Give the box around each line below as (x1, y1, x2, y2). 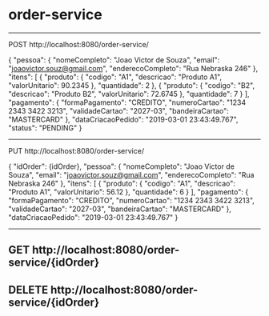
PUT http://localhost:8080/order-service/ (8, 146, 145, 155)
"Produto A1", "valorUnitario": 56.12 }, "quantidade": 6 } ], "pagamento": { (8, 186, 249, 197)
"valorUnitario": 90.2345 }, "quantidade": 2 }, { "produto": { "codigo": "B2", (8, 80, 255, 90)
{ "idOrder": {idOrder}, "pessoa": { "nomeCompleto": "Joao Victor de (8, 162, 235, 171)
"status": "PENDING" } (8, 122, 82, 133)
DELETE (8, 282, 49, 297)
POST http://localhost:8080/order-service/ (8, 39, 150, 49)
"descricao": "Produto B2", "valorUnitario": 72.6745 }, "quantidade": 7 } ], (8, 89, 250, 98)
